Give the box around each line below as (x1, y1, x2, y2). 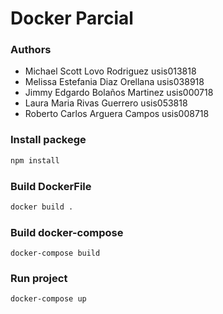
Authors (10, 43, 52, 57)
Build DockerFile (10, 179, 92, 193)
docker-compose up (10, 294, 87, 304)
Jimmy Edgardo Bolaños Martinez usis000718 (24, 87, 214, 99)
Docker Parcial (10, 7, 134, 30)
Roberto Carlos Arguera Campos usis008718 (24, 108, 210, 120)
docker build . (10, 202, 74, 212)
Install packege (10, 133, 87, 147)
